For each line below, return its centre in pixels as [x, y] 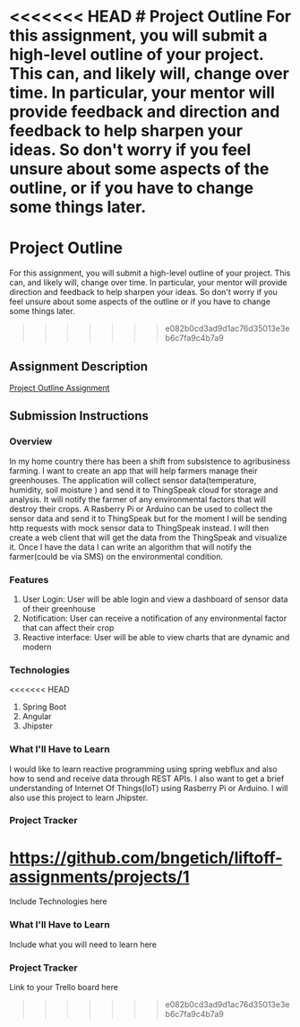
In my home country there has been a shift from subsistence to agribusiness [150, 461]
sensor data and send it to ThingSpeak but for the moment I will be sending [148, 518]
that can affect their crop [68, 627]
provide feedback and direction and [145, 112]
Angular [37, 717]
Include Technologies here [58, 901]
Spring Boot [44, 707]
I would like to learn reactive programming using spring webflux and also [143, 769]
